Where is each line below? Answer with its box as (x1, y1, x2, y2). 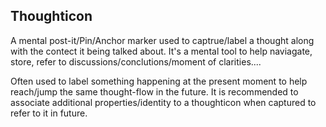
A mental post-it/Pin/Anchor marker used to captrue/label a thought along (10, 34, 315, 46)
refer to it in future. (10, 107, 88, 119)
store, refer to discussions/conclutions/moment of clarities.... (10, 55, 262, 68)
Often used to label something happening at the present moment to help (10, 75, 308, 87)
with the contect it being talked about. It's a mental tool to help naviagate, (10, 45, 313, 57)
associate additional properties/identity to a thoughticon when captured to (10, 96, 317, 108)
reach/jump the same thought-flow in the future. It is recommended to (10, 85, 299, 98)
